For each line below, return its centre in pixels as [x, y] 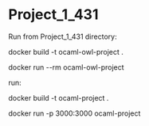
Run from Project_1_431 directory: [63, 36]
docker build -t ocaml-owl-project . [66, 52]
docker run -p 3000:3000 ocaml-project [74, 113]
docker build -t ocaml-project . [59, 97]
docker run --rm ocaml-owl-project [67, 67]
